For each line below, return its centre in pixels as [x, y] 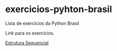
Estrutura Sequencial [27, 43]
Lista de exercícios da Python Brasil [42, 23]
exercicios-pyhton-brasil [59, 9]
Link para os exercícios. [30, 33]
